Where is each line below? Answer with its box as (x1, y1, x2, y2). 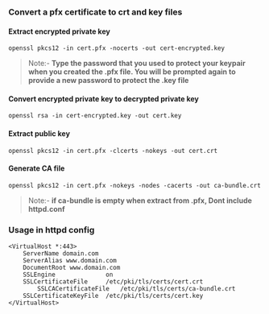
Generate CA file (8, 163, 65, 173)
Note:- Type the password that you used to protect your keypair (27, 59, 246, 68)
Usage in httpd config (8, 224, 95, 235)
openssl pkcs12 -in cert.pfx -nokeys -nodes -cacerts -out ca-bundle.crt (8, 181, 262, 189)
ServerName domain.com (23, 250, 99, 258)
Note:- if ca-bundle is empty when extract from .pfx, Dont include (27, 196, 252, 205)
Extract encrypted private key (8, 27, 110, 36)
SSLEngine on (23, 271, 114, 279)
